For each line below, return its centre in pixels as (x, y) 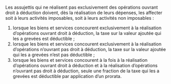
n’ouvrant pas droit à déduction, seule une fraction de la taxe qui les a (86, 71)
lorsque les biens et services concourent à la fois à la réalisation (80, 60)
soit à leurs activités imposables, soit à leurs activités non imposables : (80, 18)
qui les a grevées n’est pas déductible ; (54, 55)
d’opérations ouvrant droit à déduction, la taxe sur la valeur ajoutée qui (87, 33)
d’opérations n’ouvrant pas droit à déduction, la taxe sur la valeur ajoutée (89, 49)
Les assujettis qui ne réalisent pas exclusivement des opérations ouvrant (82, 7)
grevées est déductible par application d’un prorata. (67, 76)
